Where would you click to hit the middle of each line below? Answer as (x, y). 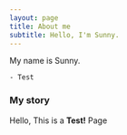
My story (29, 100)
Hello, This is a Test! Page (59, 120)
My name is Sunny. (45, 61)
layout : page (34, 18)
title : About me (40, 26)
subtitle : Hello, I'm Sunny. (64, 35)
